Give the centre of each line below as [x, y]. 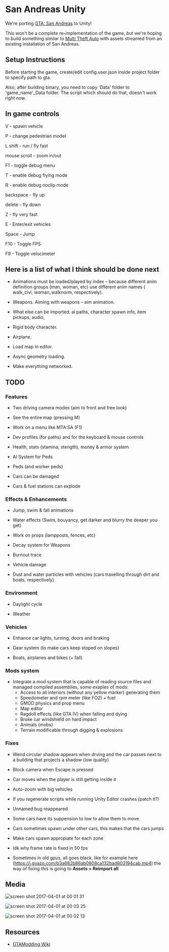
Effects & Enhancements [36, 499]
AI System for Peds [33, 457]
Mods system [22, 671]
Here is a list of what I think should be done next [82, 269]
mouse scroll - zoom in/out [33, 155]
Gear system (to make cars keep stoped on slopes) [66, 648]
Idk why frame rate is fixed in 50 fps [50, 848]
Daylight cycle [27, 604]
